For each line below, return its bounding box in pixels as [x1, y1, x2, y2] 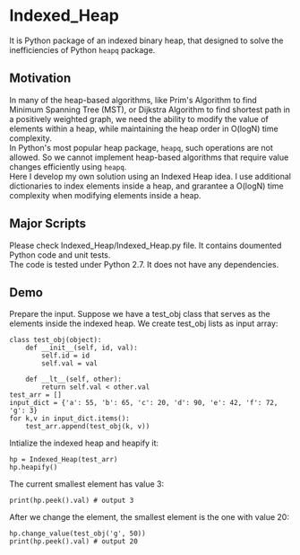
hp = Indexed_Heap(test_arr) [9, 455, 118, 464]
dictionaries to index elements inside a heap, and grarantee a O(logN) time [9, 181, 284, 191]
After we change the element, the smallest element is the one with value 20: [9, 512, 289, 523]
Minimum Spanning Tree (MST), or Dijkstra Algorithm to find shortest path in [9, 104, 291, 115]
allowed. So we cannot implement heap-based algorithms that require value [9, 152, 289, 163]
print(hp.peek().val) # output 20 [9, 537, 139, 546]
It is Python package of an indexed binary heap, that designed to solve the [9, 35, 284, 46]
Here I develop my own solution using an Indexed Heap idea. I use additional [9, 171, 291, 181]
